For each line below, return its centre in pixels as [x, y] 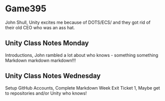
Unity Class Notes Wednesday [53, 76]
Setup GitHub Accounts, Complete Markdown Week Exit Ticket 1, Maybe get [83, 88]
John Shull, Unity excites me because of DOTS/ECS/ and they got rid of [78, 22]
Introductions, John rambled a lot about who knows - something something [82, 55]
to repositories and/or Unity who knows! [46, 93]
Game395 [26, 9]
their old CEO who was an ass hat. [40, 27]
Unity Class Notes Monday [47, 43]
